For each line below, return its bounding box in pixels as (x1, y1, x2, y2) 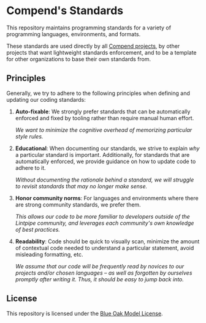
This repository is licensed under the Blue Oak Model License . (6, 310, 164, 317)
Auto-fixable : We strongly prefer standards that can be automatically (15, 108, 191, 115)
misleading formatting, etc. (15, 251, 83, 258)
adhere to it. (15, 164, 46, 172)
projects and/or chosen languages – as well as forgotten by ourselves (15, 269, 193, 276)
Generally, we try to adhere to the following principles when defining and (6, 89, 190, 97)
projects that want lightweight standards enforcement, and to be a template (6, 48, 197, 56)
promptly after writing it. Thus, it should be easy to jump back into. (15, 275, 184, 283)
